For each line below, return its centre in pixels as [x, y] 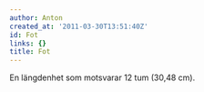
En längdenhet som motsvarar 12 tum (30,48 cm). [102, 77]
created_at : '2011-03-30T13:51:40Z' [79, 26]
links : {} [28, 43]
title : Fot [30, 52]
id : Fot [24, 35]
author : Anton [36, 18]
